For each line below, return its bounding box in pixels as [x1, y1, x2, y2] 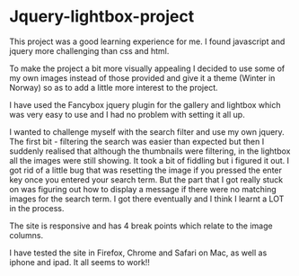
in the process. [9, 202, 65, 213]
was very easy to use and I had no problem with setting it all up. [9, 109, 245, 120]
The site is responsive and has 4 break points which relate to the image [9, 220, 273, 231]
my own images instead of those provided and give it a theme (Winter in [9, 72, 276, 83]
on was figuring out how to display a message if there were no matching [9, 183, 277, 194]
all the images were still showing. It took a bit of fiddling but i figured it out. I [9, 155, 290, 165]
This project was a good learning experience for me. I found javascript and [9, 36, 286, 47]
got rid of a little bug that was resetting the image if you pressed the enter [9, 165, 283, 175]
